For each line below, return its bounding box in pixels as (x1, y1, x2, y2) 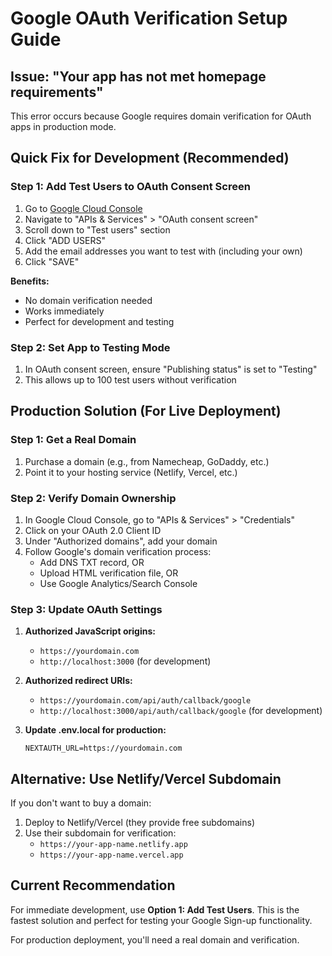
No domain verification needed (24, 294, 153, 306)
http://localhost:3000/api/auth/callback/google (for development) (39, 705, 323, 717)
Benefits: (10, 275, 50, 287)
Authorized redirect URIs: (24, 675, 133, 687)
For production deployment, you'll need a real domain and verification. (10, 933, 300, 946)
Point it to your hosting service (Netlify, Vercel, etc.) (24, 466, 238, 478)
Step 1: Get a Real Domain (10, 433, 137, 447)
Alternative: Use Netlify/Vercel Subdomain (10, 770, 282, 787)
